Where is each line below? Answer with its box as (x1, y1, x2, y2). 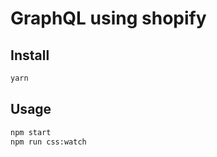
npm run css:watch (10, 137, 87, 147)
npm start (10, 127, 52, 137)
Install (10, 47, 50, 64)
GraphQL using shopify (10, 7, 207, 30)
